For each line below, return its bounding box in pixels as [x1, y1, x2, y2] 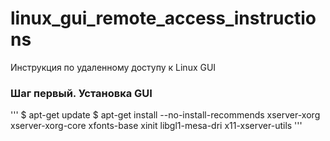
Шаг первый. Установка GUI [10, 86, 153, 100]
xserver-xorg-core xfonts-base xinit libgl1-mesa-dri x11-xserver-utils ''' [10, 120, 303, 132]
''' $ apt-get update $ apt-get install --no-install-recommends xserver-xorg [10, 109, 321, 121]
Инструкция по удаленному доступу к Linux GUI [10, 61, 217, 73]
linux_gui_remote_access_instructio [10, 7, 317, 30]
